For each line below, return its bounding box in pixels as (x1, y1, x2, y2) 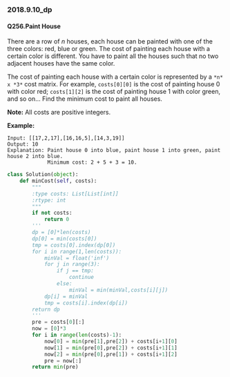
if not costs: (32, 209, 73, 217)
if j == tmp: (56, 267, 95, 274)
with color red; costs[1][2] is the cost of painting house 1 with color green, (7, 88, 221, 96)
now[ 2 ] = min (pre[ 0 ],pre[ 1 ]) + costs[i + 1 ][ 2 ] (44, 351, 178, 358)
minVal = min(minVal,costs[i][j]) (68, 287, 169, 293)
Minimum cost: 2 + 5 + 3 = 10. (47, 159, 137, 166)
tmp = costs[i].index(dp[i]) (44, 299, 128, 307)
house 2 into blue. (7, 153, 64, 160)
